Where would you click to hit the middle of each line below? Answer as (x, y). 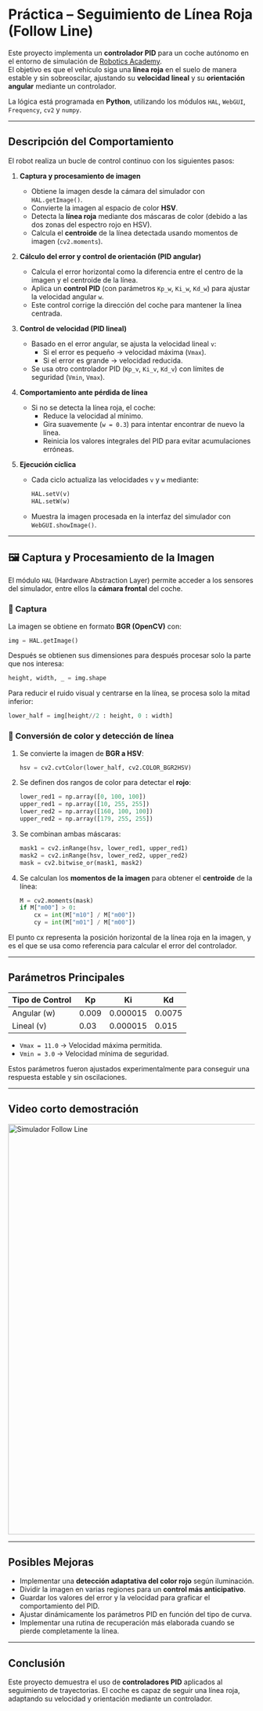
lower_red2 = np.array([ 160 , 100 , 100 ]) (86, 812)
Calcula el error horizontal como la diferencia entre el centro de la (137, 272)
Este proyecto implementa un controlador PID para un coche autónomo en (128, 53)
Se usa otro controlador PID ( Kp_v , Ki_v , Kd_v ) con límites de (128, 368)
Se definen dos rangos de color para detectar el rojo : (105, 783)
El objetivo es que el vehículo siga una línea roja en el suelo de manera (122, 69)
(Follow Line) (51, 31)
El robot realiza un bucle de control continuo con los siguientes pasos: (121, 161)
